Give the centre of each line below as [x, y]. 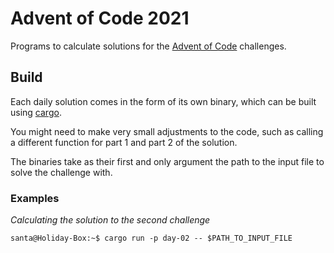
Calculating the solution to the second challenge [110, 220]
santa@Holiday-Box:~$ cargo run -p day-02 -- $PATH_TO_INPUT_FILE [151, 238]
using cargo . [36, 112]
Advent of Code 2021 [100, 18]
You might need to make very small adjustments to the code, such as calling [167, 131]
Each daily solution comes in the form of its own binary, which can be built [163, 101]
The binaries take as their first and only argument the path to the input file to [167, 161]
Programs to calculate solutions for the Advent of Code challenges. [148, 46]
